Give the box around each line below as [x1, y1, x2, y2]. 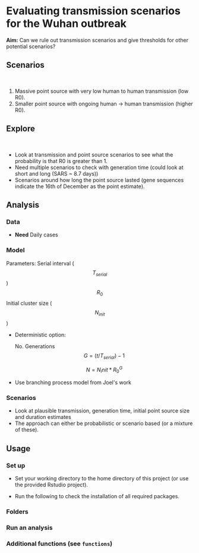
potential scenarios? [6, 43, 56, 50]
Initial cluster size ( [6, 299, 52, 307]
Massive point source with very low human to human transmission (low [14, 88, 189, 95]
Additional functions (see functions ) [6, 539, 113, 548]
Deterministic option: [14, 331, 67, 338]
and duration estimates [14, 414, 71, 421]
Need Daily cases [14, 231, 58, 239]
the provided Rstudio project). [14, 481, 88, 489]
